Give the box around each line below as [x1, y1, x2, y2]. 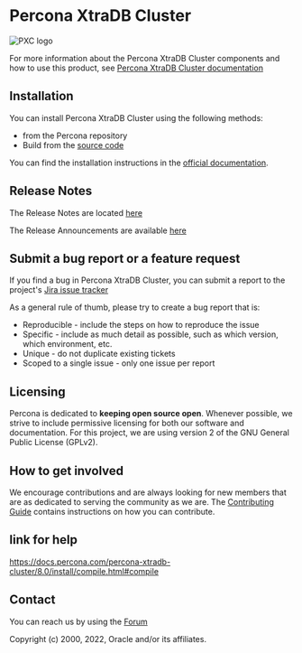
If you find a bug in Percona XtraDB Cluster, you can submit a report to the [9, 275, 286, 285]
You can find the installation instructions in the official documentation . [9, 157, 269, 168]
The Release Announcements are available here [9, 225, 187, 236]
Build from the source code [22, 139, 124, 150]
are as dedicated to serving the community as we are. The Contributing [9, 497, 275, 507]
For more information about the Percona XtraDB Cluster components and [9, 52, 280, 63]
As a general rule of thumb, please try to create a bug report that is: [9, 302, 261, 313]
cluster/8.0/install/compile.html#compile [9, 565, 160, 576]
